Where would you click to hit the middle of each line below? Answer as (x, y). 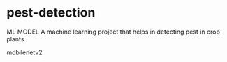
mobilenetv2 (24, 52)
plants (15, 39)
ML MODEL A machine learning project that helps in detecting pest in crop (113, 32)
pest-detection (51, 13)
